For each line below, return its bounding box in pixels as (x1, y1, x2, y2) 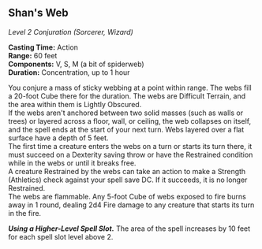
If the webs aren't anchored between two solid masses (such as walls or (8, 108, 243, 117)
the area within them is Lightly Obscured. (8, 99, 142, 109)
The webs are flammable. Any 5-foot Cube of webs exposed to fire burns (8, 191, 246, 201)
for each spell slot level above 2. (8, 232, 114, 241)
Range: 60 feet (8, 50, 58, 60)
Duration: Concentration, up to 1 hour (8, 67, 130, 77)
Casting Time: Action (8, 43, 79, 52)
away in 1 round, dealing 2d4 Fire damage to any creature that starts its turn (8, 200, 255, 210)
